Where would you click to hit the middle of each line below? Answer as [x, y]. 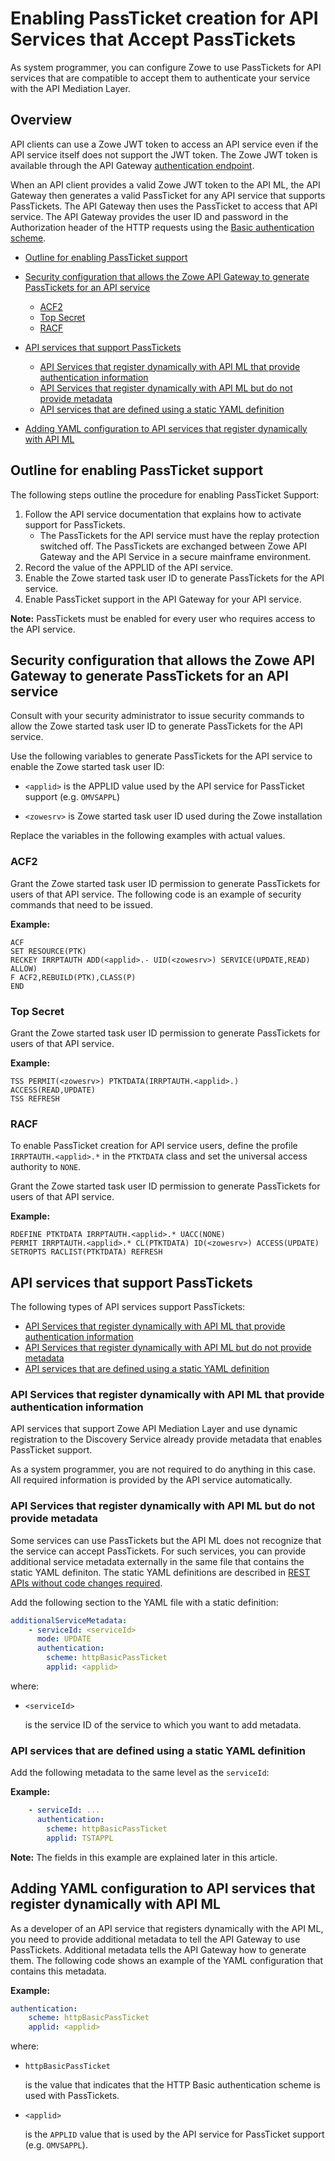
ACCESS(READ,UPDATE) [53, 1090]
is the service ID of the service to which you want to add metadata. [163, 1724]
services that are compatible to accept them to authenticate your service [160, 78]
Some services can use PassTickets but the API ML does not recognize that [166, 1540]
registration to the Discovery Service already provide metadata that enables [166, 1439]
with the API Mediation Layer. [70, 88]
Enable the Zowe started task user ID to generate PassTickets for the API [174, 578]
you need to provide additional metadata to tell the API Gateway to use [155, 1939]
